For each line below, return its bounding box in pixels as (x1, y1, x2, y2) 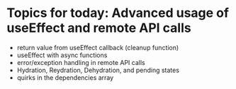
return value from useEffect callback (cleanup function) (16, 43, 179, 52)
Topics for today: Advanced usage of (6, 5, 230, 21)
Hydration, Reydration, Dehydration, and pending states (16, 66, 180, 74)
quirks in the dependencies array (16, 73, 114, 82)
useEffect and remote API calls (6, 20, 192, 36)
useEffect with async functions (16, 51, 108, 59)
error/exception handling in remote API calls (16, 58, 146, 66)
